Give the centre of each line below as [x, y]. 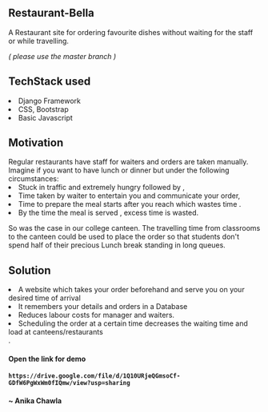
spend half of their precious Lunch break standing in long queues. [117, 245]
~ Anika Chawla [35, 401]
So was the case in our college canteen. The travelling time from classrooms [134, 228]
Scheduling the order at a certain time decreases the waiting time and [133, 323]
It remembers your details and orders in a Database [103, 307]
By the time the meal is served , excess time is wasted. [108, 213]
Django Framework [50, 101]
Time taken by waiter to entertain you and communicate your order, [130, 196]
